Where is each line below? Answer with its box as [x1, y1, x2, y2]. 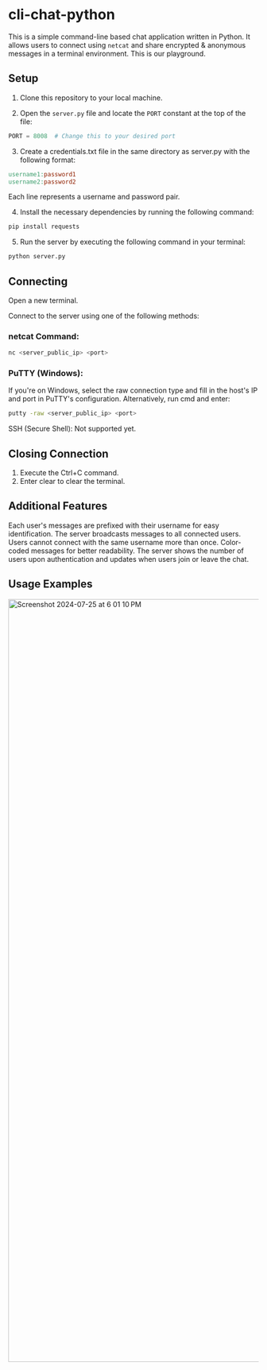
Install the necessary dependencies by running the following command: [19, 207, 254, 217]
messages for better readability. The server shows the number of [30, 546, 245, 555]
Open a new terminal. [8, 296, 79, 305]
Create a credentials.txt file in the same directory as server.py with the [19, 146, 250, 156]
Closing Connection [8, 447, 109, 460]
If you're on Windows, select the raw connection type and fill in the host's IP [8, 385, 258, 395]
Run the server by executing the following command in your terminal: [19, 237, 246, 247]
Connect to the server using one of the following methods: [8, 311, 200, 320]
